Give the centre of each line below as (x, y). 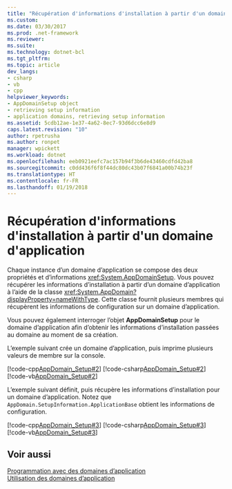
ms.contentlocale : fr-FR (43, 181)
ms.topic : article (33, 65)
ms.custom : (23, 20)
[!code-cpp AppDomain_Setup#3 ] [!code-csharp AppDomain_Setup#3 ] (107, 425)
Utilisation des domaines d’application (61, 478)
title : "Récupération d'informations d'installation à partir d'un (106, 13)
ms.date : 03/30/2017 (37, 26)
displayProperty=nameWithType (53, 299)
